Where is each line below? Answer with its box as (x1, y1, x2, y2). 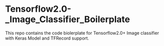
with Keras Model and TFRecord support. (5, 35, 89, 41)
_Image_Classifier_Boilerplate (5, 14, 130, 25)
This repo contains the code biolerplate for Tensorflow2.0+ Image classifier (5, 30, 160, 36)
